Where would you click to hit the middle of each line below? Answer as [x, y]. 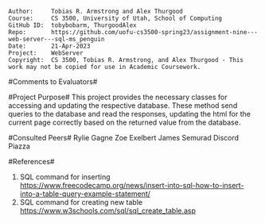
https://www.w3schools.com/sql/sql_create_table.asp [108, 211]
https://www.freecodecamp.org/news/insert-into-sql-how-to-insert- [132, 185]
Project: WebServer [46, 53]
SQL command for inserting [65, 177]
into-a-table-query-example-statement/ [85, 194]
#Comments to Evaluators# [53, 82]
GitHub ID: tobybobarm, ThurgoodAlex [72, 25]
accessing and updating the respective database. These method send [123, 106]
